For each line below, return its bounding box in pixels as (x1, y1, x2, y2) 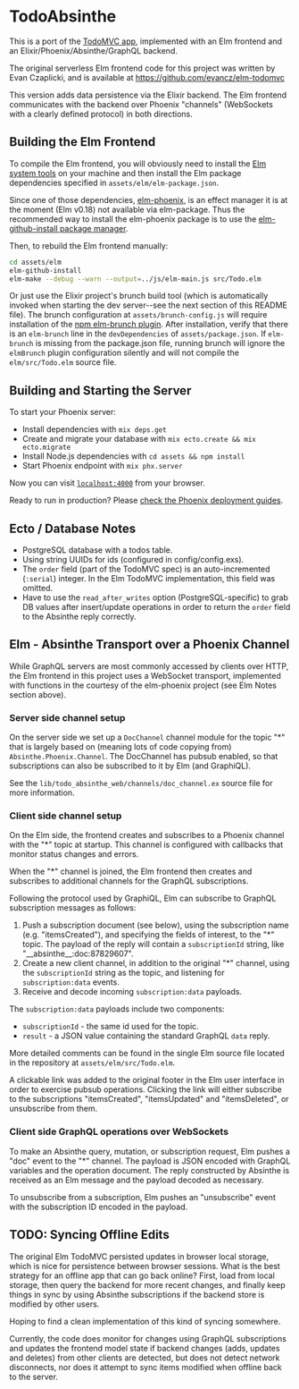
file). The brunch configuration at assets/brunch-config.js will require (9, 309, 268, 320)
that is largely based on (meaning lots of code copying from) (9, 741, 232, 752)
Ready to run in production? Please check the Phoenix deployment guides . (9, 495, 284, 506)
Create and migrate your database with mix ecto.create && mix (21, 434, 256, 445)
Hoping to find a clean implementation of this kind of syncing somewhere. (9, 1316, 281, 1326)
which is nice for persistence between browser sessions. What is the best (9, 1260, 281, 1271)
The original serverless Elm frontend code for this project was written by (9, 63, 276, 73)
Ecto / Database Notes (9, 521, 137, 536)
